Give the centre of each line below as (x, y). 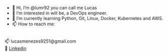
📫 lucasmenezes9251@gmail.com (40, 41)
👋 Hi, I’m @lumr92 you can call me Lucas (54, 8)
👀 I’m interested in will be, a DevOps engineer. (60, 13)
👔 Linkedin (16, 48)
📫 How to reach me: (33, 24)
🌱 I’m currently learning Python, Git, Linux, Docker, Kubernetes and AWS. (88, 18)
